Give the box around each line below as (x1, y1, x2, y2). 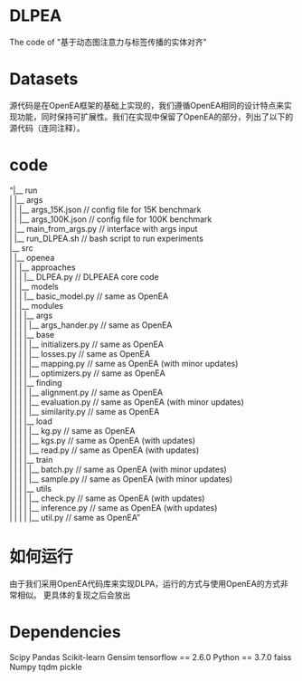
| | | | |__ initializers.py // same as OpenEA (9, 339, 165, 350)
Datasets (9, 69, 79, 90)
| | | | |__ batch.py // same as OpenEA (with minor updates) (9, 464, 228, 475)
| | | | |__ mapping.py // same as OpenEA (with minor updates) (9, 358, 239, 369)
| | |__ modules (9, 300, 63, 311)
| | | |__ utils (9, 483, 52, 494)
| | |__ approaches (9, 262, 76, 273)
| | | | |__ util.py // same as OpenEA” (9, 512, 140, 523)
